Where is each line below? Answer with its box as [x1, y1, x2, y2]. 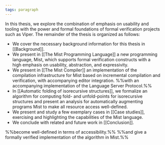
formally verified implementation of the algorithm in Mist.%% [5, 134, 129, 140]
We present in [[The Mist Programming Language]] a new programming [12, 51, 158, 57]
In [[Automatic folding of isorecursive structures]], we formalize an [12, 88, 148, 94]
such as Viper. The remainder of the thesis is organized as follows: [5, 31, 140, 37]
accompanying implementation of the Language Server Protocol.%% [12, 82, 152, 89]
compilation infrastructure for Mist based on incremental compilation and [12, 72, 161, 78]
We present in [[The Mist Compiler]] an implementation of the [12, 67, 137, 73]
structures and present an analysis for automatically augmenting [12, 98, 143, 104]
